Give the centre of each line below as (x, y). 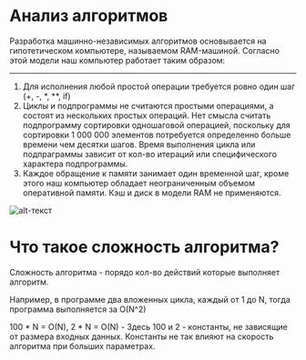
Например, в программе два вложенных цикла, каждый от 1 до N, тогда (150, 299)
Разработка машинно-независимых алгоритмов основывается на (138, 41)
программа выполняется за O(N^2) (78, 309)
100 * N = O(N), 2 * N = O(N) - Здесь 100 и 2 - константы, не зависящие (149, 326)
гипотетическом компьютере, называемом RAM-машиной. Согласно (145, 50)
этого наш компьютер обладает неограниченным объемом (138, 183)
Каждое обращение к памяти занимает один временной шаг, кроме (156, 173)
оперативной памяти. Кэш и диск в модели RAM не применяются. (152, 193)
